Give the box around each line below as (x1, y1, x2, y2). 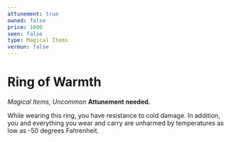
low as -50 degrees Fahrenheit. (7, 126, 100, 135)
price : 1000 (7, 23, 43, 31)
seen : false (7, 30, 43, 38)
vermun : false (7, 43, 50, 50)
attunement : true (7, 10, 59, 18)
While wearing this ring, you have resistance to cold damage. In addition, (7, 111, 220, 119)
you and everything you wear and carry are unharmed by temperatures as (7, 119, 224, 127)
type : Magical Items (7, 37, 69, 44)
